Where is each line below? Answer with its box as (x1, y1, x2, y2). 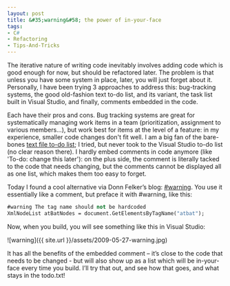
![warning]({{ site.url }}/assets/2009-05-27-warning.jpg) (7, 236, 168, 244)
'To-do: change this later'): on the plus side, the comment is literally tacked (7, 155, 220, 163)
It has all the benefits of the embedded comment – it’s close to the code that (7, 249, 223, 257)
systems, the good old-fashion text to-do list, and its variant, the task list (7, 90, 213, 99)
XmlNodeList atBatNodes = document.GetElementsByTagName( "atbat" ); (7, 210, 205, 217)
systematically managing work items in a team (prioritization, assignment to (7, 119, 222, 126)
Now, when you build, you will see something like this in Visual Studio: (7, 222, 205, 231)
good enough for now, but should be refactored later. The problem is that (7, 68, 214, 76)
